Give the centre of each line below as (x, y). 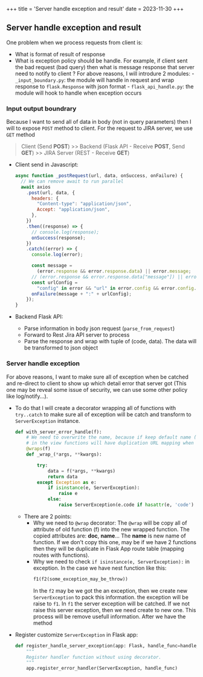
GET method (21, 135)
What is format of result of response (60, 54)
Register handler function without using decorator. (94, 657)
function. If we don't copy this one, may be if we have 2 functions (114, 542)
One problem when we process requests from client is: (75, 42)
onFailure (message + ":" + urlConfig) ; (81, 294)
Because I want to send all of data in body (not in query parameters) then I (99, 122)
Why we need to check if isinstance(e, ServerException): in (111, 561)
